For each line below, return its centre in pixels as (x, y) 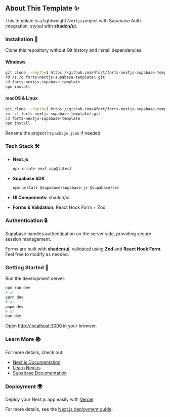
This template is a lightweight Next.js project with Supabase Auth (73, 20)
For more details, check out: (34, 352)
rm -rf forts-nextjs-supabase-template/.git (53, 114)
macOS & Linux (22, 98)
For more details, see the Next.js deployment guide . (59, 409)
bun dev (13, 316)
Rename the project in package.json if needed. (54, 133)
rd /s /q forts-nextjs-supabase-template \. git (55, 77)
